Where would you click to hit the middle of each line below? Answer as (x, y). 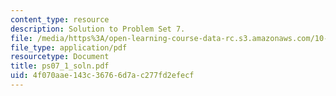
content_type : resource (60, 19)
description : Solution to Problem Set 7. (98, 29)
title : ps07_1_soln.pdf (60, 66)
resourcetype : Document (60, 57)
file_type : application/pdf (69, 47)
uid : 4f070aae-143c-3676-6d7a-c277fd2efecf (102, 76)
